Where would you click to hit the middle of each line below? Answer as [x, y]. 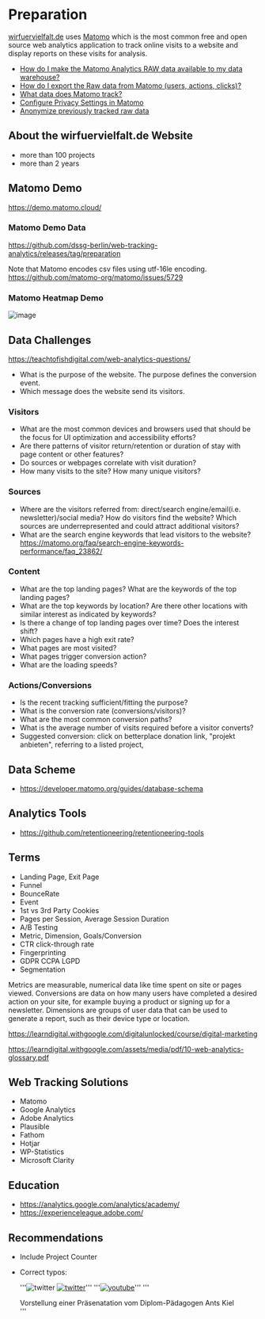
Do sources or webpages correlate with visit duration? [108, 463]
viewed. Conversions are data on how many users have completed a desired [132, 993]
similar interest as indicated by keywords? [88, 614]
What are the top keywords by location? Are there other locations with [133, 606]
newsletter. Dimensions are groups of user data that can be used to [118, 1010]
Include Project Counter [58, 1257]
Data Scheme [42, 769]
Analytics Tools [47, 814]
